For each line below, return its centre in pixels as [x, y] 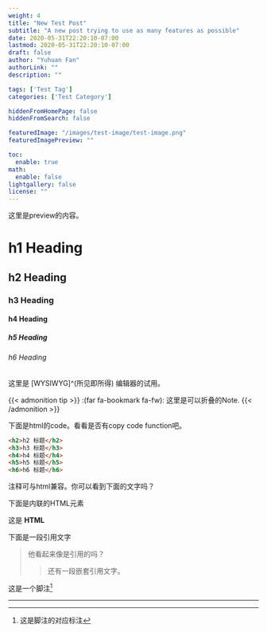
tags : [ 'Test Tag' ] [41, 89]
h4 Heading [28, 319]
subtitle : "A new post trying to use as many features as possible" [124, 30]
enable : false [39, 177]
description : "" [35, 75]
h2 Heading [38, 277]
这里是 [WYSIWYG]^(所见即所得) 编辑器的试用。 [87, 383]
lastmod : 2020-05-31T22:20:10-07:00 [69, 45]
